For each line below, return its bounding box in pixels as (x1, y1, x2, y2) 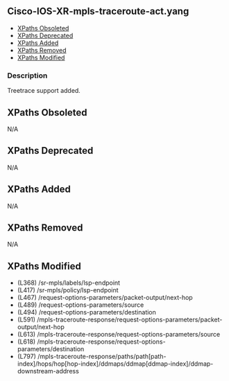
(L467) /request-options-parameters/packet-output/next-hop (17, 294, 193, 302)
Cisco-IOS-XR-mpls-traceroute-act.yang (7, 6, 189, 17)
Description (7, 71, 48, 80)
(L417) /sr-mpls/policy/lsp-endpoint (17, 286, 119, 294)
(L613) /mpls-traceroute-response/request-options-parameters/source (17, 330, 221, 339)
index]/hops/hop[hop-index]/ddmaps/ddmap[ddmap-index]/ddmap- (17, 360, 214, 368)
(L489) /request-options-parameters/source (17, 301, 144, 309)
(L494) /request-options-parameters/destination (17, 308, 156, 317)
